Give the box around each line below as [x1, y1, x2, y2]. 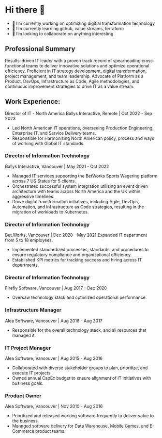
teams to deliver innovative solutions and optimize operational [26, 63, 149, 68]
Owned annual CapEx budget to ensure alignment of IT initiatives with [12, 375, 151, 381]
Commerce [12, 428, 35, 434]
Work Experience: [5, 97, 60, 106]
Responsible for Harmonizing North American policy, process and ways [12, 135, 155, 141]
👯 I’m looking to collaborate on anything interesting [12, 31, 114, 36]
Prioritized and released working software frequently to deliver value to [12, 413, 154, 419]
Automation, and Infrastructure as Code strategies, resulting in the [12, 204, 144, 210]
